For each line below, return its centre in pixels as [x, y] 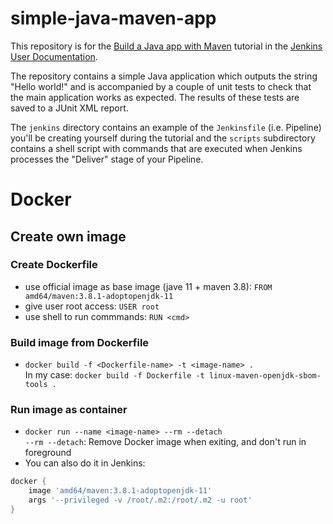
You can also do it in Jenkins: [85, 463]
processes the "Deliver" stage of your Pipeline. [107, 159]
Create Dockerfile [54, 265]
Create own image [68, 236]
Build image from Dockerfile [80, 342]
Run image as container [69, 410]
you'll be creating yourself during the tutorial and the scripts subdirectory [163, 138]
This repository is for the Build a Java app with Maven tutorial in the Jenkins [166, 46]
